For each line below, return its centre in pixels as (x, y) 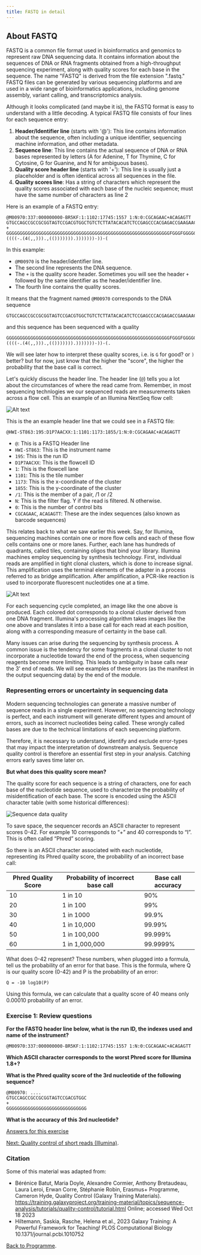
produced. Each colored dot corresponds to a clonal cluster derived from (96, 612)
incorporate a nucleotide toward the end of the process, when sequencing (98, 656)
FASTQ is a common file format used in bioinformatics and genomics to (94, 50)
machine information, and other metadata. (67, 144)
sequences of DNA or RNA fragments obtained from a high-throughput (94, 63)
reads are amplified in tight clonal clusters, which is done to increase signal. (100, 564)
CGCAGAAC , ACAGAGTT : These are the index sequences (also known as (98, 513)
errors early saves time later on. (45, 760)
